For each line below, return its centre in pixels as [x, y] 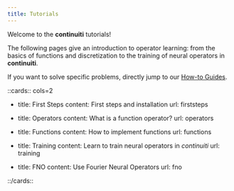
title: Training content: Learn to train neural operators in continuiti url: [119, 146]
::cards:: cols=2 [30, 90]
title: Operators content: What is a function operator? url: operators [116, 118]
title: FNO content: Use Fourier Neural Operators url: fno [100, 167]
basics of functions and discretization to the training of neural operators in [116, 55]
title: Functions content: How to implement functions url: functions [115, 131]
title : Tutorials [33, 14]
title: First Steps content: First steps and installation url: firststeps [113, 104]
